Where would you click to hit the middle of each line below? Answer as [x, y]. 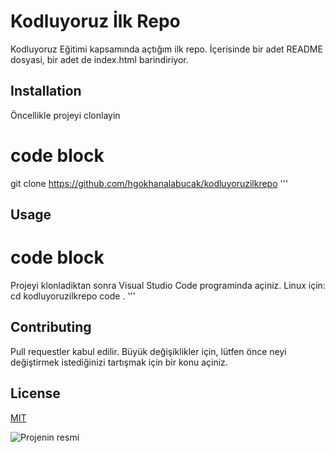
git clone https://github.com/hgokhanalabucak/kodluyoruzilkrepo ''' [149, 183]
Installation [46, 91]
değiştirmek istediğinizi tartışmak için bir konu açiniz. [119, 362]
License [35, 393]
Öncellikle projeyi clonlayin [65, 115]
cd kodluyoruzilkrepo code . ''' [73, 296]
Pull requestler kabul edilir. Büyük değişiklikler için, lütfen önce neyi [148, 351]
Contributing [51, 327]
